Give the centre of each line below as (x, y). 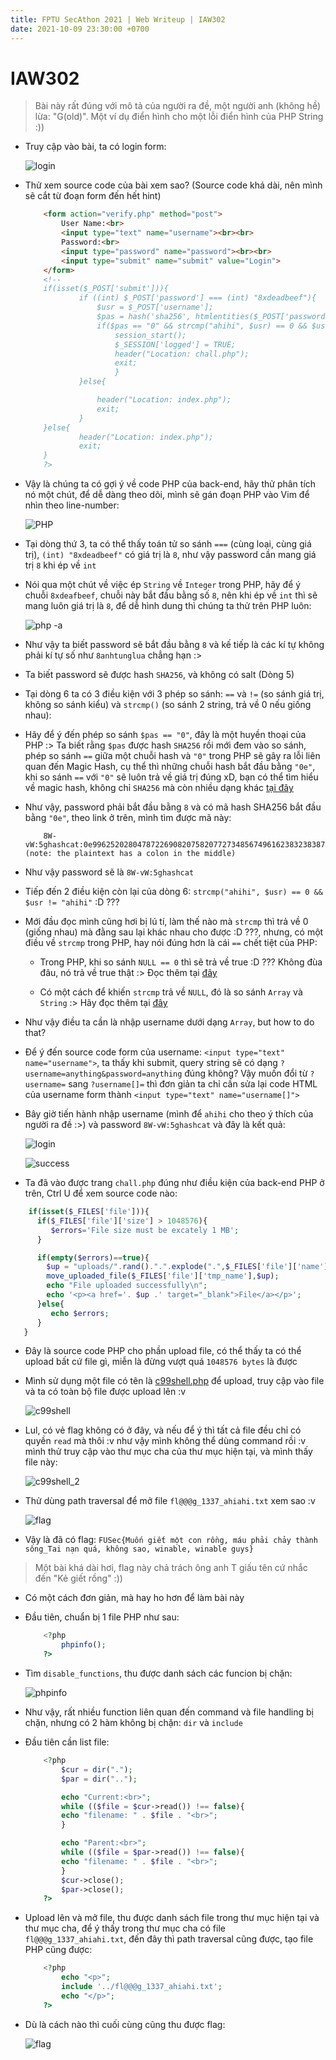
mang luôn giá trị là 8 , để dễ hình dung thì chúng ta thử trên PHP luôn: (168, 606)
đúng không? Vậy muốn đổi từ (246, 1073)
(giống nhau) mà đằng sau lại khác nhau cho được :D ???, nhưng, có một (174, 932)
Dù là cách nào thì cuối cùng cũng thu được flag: (125, 2024)
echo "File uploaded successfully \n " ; (127, 1286)
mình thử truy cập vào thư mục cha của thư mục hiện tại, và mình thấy (168, 1452)
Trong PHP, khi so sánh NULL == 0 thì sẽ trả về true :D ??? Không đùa (181, 962)
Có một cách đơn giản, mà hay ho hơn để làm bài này (134, 1598)
